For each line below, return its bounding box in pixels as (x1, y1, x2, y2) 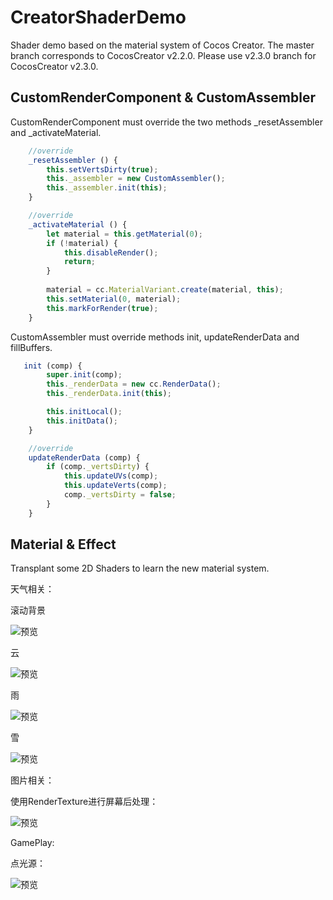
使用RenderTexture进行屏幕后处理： (10, 796, 159, 808)
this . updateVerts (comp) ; (63, 481, 168, 491)
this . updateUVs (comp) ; (63, 471, 159, 481)
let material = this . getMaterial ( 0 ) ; (46, 229, 203, 239)
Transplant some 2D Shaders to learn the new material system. (10, 562, 270, 575)
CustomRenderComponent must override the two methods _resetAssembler (10, 116, 323, 128)
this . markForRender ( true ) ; (46, 303, 159, 313)
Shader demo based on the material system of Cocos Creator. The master (10, 39, 315, 51)
